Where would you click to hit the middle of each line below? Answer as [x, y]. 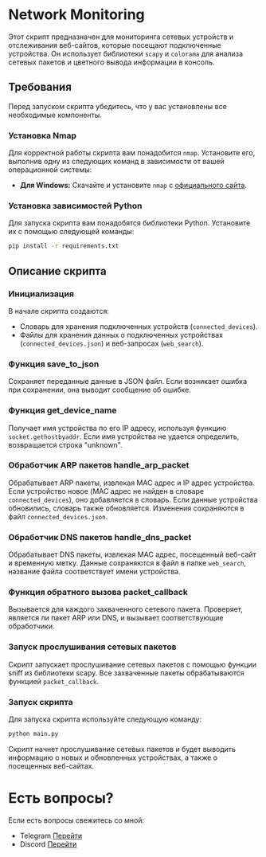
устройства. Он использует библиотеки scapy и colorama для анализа [126, 53]
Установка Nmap [43, 135]
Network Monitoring [76, 15]
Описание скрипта [57, 271]
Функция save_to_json [54, 364]
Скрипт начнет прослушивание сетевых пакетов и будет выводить [122, 749]
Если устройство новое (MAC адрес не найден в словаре [106, 491]
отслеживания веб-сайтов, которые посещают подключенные [115, 45]
